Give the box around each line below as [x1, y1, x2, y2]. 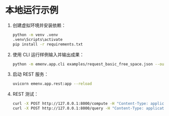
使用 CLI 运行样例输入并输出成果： [12, 51, 84, 57]
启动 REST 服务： [12, 71, 49, 77]
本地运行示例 [5, 5, 59, 16]
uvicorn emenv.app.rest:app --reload [12, 81, 92, 86]
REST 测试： [12, 91, 39, 97]
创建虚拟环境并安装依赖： [12, 22, 66, 28]
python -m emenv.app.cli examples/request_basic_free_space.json [12, 62, 153, 67]
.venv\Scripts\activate [12, 37, 63, 42]
